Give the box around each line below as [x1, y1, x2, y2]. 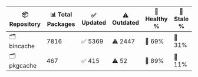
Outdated [111, 19, 140, 26]
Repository [9, 20, 41, 28]
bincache [9, 42, 35, 50]
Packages [47, 20, 75, 28]
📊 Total [49, 10, 72, 18]
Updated [81, 19, 107, 26]
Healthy [145, 15, 168, 23]
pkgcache [9, 62, 37, 69]
